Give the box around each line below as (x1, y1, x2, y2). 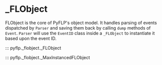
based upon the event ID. (5, 35, 57, 41)
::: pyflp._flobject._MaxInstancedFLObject (5, 54, 90, 60)
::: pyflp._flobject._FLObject (5, 45, 61, 51)
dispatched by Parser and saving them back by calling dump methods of (5, 25, 151, 31)
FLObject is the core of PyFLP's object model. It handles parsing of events (5, 20, 158, 26)
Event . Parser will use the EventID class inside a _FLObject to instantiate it (5, 30, 155, 36)
